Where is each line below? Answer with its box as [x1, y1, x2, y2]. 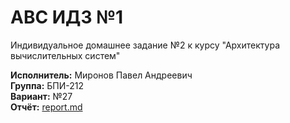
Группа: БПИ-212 [10, 79, 85, 91]
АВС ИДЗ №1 [10, 6, 124, 29]
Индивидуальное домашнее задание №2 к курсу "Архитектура [10, 39, 281, 51]
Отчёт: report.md [10, 101, 83, 113]
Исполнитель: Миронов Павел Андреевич [10, 69, 193, 81]
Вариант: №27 [10, 90, 73, 102]
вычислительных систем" [10, 49, 121, 61]
